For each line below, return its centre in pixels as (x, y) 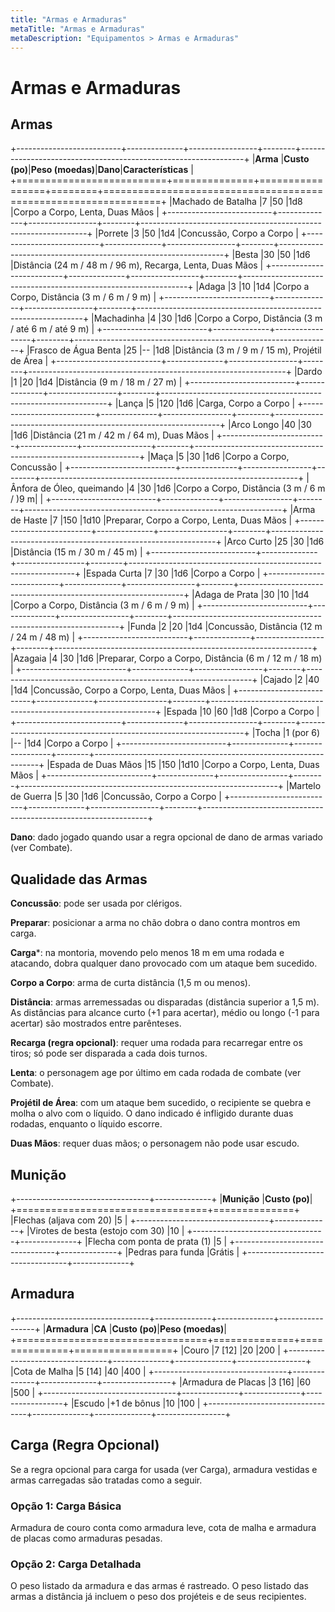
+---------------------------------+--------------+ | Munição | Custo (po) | (161, 1199)
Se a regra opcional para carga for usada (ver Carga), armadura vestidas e (164, 1469)
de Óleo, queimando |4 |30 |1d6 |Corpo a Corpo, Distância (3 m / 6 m (183, 488)
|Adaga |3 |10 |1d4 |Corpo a (252, 287)
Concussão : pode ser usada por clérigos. (96, 903)
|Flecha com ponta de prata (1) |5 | (156, 1241)
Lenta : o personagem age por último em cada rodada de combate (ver (156, 1073)
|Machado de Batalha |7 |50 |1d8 (236, 202)
